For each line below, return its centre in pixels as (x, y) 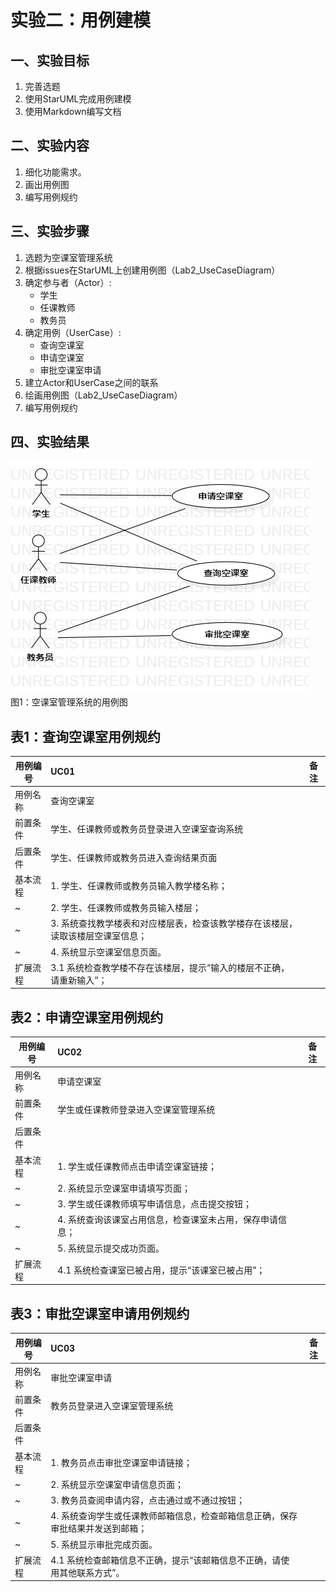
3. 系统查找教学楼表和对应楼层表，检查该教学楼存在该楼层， (174, 923)
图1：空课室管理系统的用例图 (69, 702)
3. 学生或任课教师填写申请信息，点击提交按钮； (154, 1204)
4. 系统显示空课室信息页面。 (108, 952)
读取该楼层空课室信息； (99, 936)
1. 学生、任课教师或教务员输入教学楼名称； (139, 885)
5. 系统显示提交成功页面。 (111, 1248)
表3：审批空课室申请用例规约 (100, 1313)
